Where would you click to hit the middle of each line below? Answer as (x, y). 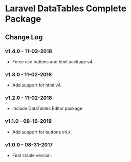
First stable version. (32, 156)
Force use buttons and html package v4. (53, 61)
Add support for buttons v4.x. (42, 132)
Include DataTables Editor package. (48, 108)
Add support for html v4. (37, 85)
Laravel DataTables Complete (66, 9)
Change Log (24, 37)
